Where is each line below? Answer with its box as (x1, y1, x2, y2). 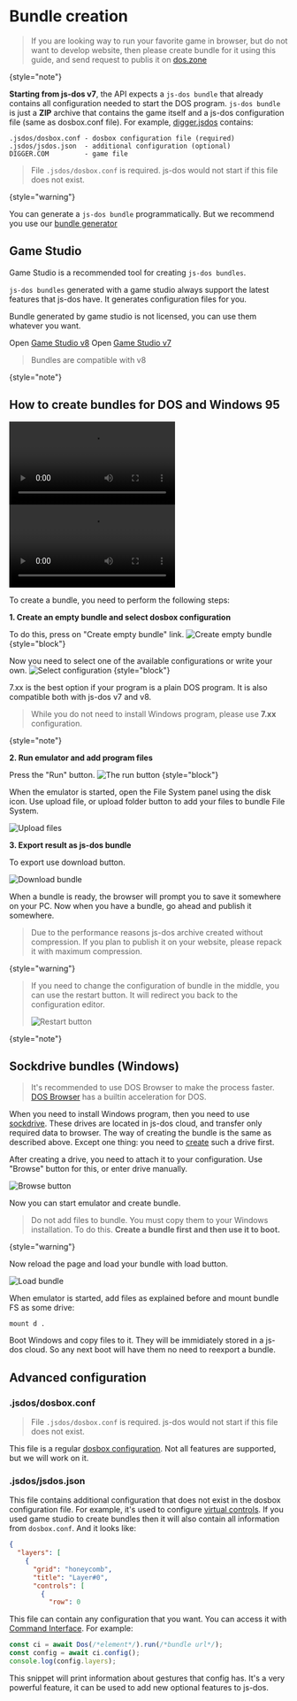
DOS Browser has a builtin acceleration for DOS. (30, 1091, 207, 1103)
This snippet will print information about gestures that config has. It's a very (9, 1673, 286, 1683)
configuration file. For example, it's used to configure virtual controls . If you (9, 1505, 285, 1515)
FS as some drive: (9, 1303, 75, 1313)
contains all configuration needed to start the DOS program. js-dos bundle (9, 97, 281, 108)
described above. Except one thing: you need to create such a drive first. (9, 1137, 275, 1148)
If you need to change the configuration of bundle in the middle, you (30, 980, 280, 990)
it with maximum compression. (30, 945, 143, 957)
